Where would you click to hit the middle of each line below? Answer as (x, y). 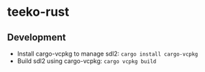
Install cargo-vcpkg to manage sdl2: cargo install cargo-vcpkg (107, 53)
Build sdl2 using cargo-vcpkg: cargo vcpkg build (87, 61)
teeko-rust (38, 12)
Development (37, 37)
